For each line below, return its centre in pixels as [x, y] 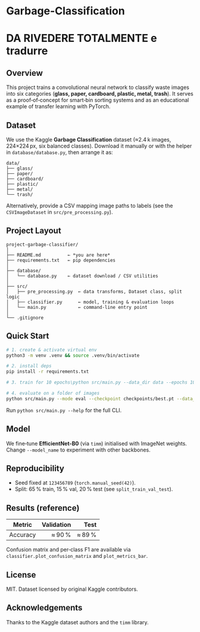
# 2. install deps [29, 366]
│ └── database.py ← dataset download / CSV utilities [82, 276]
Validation [56, 525]
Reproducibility [35, 468]
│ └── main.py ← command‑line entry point [77, 307]
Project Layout [34, 231]
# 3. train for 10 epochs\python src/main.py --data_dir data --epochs [97, 383]
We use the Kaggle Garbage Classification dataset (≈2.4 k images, [89, 139]
